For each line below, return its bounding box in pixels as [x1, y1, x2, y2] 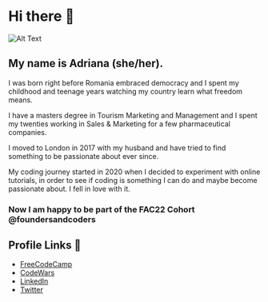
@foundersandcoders [8, 213, 96, 225]
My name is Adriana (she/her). [8, 57, 164, 70]
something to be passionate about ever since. [8, 151, 159, 161]
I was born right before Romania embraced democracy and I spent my [8, 77, 240, 87]
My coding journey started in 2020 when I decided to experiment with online [8, 167, 261, 177]
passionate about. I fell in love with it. [8, 184, 130, 193]
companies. [8, 127, 47, 137]
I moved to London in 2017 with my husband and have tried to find [8, 143, 226, 153]
